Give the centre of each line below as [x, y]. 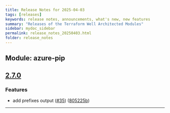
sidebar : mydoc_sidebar [30, 29]
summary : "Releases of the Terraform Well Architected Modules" [74, 24]
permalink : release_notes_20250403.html [49, 33]
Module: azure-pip [35, 58]
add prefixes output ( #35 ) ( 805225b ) [51, 100]
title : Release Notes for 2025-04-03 [45, 10]
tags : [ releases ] [24, 15]
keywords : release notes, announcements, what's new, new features [78, 19]
